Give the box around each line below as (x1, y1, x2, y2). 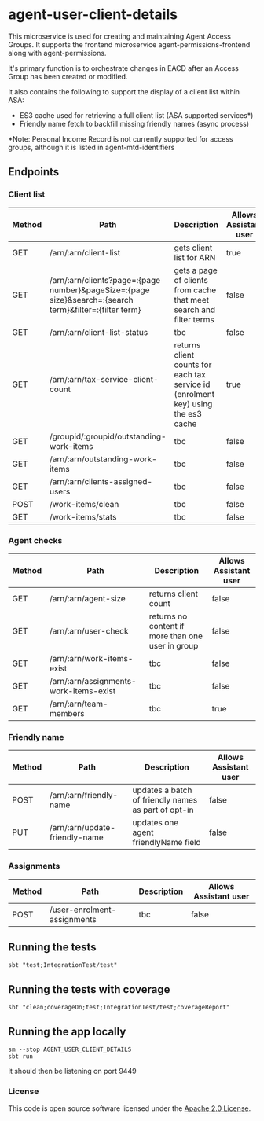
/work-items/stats (49, 511, 117, 522)
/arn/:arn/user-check (49, 625, 129, 636)
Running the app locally (8, 1024, 126, 1038)
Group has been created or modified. (8, 72, 128, 81)
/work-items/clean (49, 498, 119, 509)
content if (148, 620, 185, 631)
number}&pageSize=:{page (49, 285, 150, 296)
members (49, 708, 85, 719)
